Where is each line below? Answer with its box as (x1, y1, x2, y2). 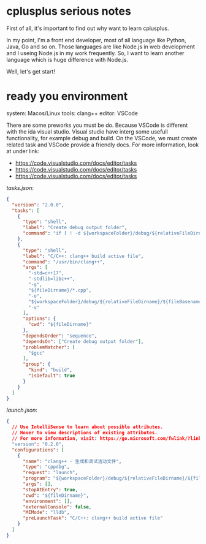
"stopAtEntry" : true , (22, 486, 78, 493)
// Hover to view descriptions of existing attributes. (12, 430, 158, 436)
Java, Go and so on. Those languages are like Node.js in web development (6, 43, 195, 50)
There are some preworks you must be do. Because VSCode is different (6, 121, 188, 129)
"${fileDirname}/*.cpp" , (28, 287, 92, 293)
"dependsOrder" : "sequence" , (22, 333, 97, 339)
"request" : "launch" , (22, 470, 78, 476)
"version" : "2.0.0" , (12, 202, 64, 208)
